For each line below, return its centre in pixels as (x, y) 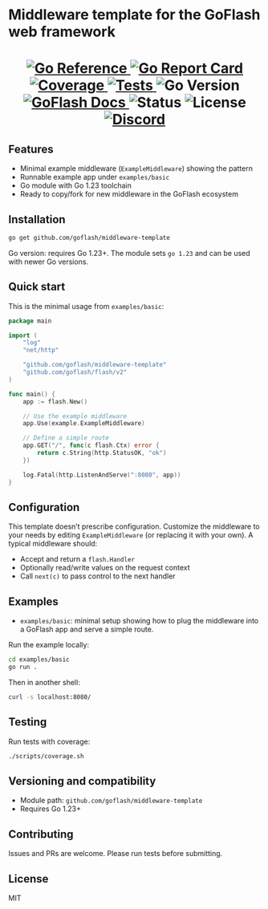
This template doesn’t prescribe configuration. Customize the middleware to (134, 526)
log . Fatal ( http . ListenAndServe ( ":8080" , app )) (102, 475)
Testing (28, 722)
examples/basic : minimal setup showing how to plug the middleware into (139, 621)
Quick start (37, 287)
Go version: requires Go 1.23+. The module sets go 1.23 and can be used (129, 253)
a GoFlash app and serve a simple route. (87, 629)
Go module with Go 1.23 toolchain (76, 185)
